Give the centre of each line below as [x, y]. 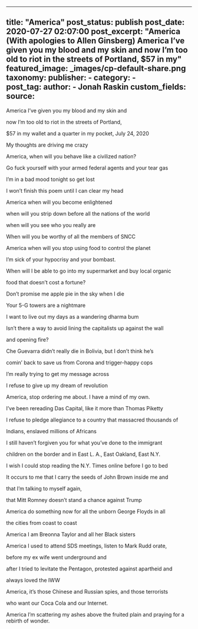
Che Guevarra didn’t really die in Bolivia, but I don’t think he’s [80, 351]
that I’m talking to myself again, [44, 488]
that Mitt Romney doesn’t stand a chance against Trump [74, 500]
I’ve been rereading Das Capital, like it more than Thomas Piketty [85, 408]
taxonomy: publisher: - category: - [71, 78]
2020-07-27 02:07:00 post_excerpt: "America [93, 32]
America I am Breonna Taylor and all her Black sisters [71, 534]
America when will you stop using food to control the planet [78, 248]
